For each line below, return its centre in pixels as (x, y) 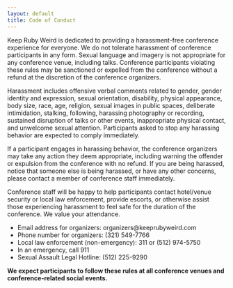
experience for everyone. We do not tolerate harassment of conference (109, 47)
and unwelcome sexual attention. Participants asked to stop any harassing (114, 128)
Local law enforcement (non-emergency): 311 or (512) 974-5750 (109, 242)
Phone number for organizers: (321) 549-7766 (83, 235)
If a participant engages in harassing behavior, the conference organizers (112, 149)
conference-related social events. (57, 278)
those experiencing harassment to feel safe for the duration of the (102, 206)
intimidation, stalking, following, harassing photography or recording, (106, 113)
